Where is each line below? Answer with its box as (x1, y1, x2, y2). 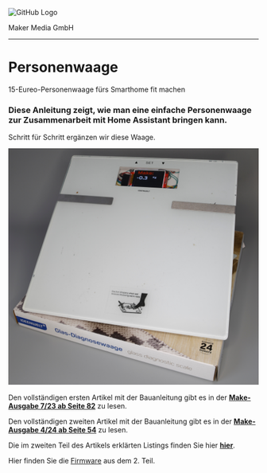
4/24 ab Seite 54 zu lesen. (40, 424, 129, 434)
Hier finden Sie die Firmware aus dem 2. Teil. (8, 455, 156, 465)
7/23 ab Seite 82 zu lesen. (40, 401, 127, 410)
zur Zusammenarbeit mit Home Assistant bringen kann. (8, 114, 228, 125)
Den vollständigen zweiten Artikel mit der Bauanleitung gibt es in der (8, 416, 232, 426)
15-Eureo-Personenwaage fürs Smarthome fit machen (8, 84, 186, 94)
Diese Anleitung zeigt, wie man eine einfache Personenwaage (8, 104, 252, 115)
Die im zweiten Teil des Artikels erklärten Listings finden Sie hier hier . (8, 440, 236, 450)
